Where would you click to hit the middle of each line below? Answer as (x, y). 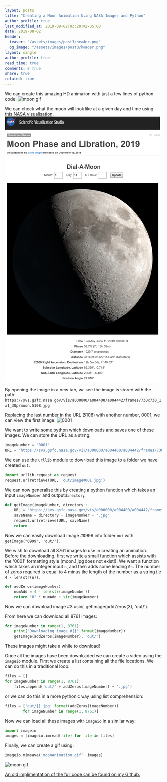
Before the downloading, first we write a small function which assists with (81, 556)
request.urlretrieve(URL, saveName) (52, 521)
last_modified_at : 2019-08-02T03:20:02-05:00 (53, 26)
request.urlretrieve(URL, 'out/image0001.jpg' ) (55, 480)
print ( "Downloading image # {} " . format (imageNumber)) (70, 631)
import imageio (21, 731)
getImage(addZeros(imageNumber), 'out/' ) (57, 637)
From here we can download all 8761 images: (51, 616)
